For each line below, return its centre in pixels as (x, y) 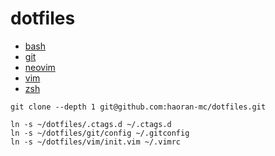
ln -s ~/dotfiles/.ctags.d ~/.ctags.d (91, 124)
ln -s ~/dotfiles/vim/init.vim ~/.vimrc (96, 142)
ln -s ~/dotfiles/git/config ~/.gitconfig (100, 133)
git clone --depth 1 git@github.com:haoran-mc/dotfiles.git (138, 107)
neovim (40, 67)
